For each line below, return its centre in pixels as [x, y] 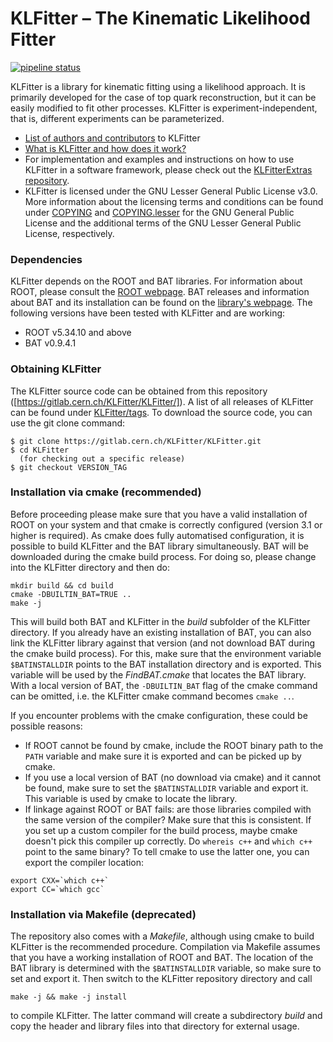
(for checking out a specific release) [102, 458]
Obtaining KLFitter [56, 369]
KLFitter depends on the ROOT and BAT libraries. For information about [156, 281]
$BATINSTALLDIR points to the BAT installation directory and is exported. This [166, 664]
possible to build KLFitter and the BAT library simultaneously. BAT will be [159, 546]
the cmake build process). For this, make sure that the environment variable [166, 653]
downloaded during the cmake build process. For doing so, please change [163, 556]
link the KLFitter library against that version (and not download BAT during [163, 643]
